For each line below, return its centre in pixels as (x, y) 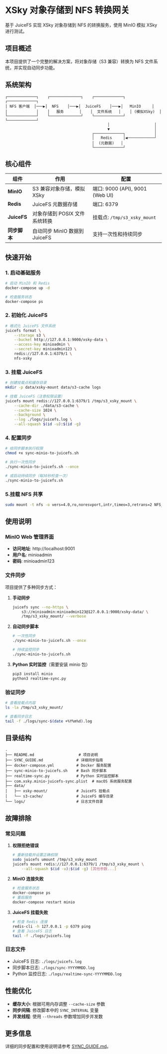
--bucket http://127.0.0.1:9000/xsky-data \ (61, 340)
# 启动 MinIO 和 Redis (28, 284)
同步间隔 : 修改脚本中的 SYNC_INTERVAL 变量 (55, 1010)
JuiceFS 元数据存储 (55, 204)
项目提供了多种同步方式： (31, 587)
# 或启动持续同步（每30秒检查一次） (37, 476)
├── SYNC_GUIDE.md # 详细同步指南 (54, 760)
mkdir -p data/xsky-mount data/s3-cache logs (53, 387)
